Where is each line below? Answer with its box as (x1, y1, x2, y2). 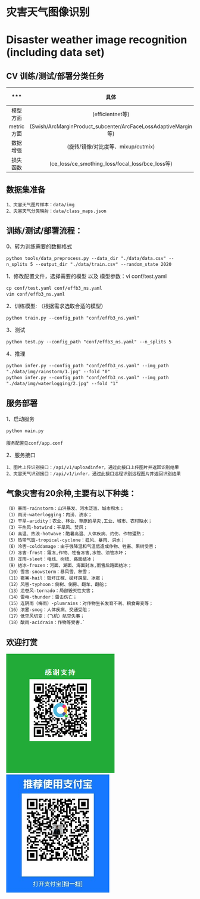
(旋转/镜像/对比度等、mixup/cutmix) (67, 143, 155, 150)
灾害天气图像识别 (6, 5, 90, 19)
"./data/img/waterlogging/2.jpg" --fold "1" (6, 380, 118, 386)
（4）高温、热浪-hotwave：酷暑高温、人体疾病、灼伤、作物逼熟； (6, 531, 146, 537)
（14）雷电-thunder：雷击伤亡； (6, 594, 77, 600)
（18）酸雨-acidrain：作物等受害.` (6, 619, 85, 626)
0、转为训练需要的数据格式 (6, 243, 73, 250)
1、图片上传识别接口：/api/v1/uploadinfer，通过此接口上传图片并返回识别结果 (6, 464, 180, 470)
